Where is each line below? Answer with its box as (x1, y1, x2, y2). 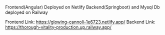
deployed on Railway (5, 9, 48, 15)
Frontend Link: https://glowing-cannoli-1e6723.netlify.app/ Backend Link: (5, 19, 156, 25)
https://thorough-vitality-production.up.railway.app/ (5, 24, 111, 30)
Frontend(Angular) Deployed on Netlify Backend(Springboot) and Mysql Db (5, 4, 160, 10)
